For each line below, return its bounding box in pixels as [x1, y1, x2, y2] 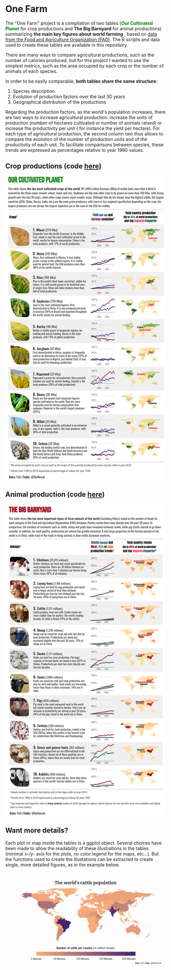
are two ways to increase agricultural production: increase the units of [5, 114, 153, 121]
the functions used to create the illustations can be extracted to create [5, 856, 153, 862]
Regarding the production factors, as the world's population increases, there [5, 109, 166, 115]
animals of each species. [5, 68, 58, 74]
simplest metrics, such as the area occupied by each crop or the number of [5, 63, 164, 69]
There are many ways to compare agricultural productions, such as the [5, 52, 155, 58]
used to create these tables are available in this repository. [5, 42, 129, 48]
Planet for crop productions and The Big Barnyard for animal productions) [5, 25, 162, 31]
